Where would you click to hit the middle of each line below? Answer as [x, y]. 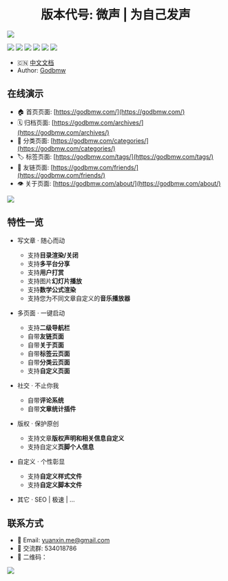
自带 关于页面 [45, 345]
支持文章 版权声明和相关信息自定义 [76, 438]
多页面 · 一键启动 [41, 313]
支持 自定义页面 [49, 370]
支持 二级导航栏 [49, 327]
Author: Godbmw [41, 70]
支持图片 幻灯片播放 [55, 280]
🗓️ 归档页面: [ [35, 122]
